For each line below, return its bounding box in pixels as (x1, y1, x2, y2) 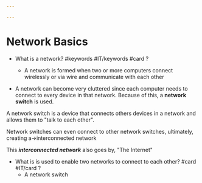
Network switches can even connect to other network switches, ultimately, (6, 128, 193, 135)
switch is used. (15, 98, 54, 105)
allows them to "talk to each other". (6, 116, 94, 123)
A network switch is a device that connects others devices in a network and (6, 109, 197, 117)
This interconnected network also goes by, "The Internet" (6, 146, 153, 153)
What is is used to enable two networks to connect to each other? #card (15, 157, 197, 165)
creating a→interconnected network (6, 134, 97, 142)
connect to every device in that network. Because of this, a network (15, 91, 187, 98)
